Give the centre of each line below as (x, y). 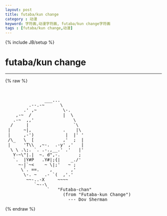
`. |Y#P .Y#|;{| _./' (47, 160)
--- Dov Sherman (88, 200)
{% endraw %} (20, 209)
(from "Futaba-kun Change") (97, 195)
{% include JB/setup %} (30, 42)
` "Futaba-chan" (69, 190)
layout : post (19, 10)
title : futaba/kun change (32, 14)
